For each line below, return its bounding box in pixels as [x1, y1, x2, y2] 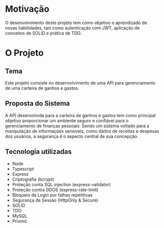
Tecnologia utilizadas [5, 147, 72, 156]
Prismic [12, 218, 28, 224]
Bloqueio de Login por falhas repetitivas [12, 192, 93, 198]
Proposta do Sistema [5, 99, 70, 108]
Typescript [12, 166, 34, 171]
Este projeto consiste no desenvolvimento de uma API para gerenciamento [5, 80, 156, 85]
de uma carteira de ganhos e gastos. [5, 85, 79, 91]
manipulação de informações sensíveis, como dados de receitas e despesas [5, 128, 159, 134]
